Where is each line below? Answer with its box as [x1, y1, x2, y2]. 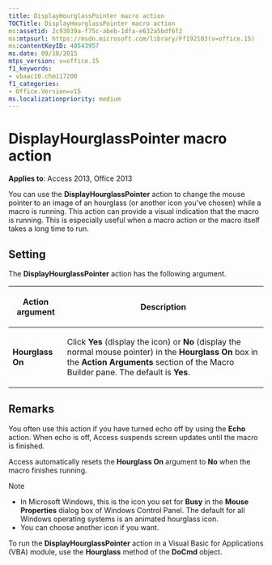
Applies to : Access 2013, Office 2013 [8, 173, 133, 183]
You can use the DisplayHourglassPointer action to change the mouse [8, 190, 245, 199]
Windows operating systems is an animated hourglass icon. [19, 514, 219, 524]
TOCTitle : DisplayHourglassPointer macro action [8, 19, 176, 28]
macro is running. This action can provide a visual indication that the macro [8, 207, 259, 216]
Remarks [8, 402, 55, 416]
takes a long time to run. [8, 224, 89, 233]
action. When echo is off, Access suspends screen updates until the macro [8, 432, 258, 442]
